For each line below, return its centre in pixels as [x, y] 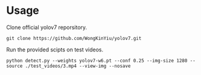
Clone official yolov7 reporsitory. [47, 27]
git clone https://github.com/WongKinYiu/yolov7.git [74, 38]
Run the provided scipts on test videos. [55, 50]
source [14, 66]
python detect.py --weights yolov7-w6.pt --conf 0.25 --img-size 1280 [97, 60]
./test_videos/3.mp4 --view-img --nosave [78, 66]
